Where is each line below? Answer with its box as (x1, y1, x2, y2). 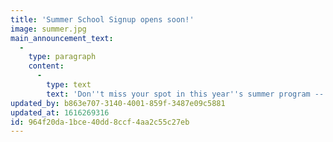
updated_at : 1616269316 (10, 107, 110, 118)
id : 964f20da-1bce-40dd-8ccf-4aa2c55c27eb (10, 117, 190, 127)
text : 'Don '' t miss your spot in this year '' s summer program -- (46, 89, 325, 99)
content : (28, 61, 65, 71)
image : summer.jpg (10, 24, 87, 34)
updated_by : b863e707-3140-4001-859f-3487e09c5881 (10, 98, 226, 108)
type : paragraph (28, 52, 97, 62)
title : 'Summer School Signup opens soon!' (10, 14, 195, 25)
